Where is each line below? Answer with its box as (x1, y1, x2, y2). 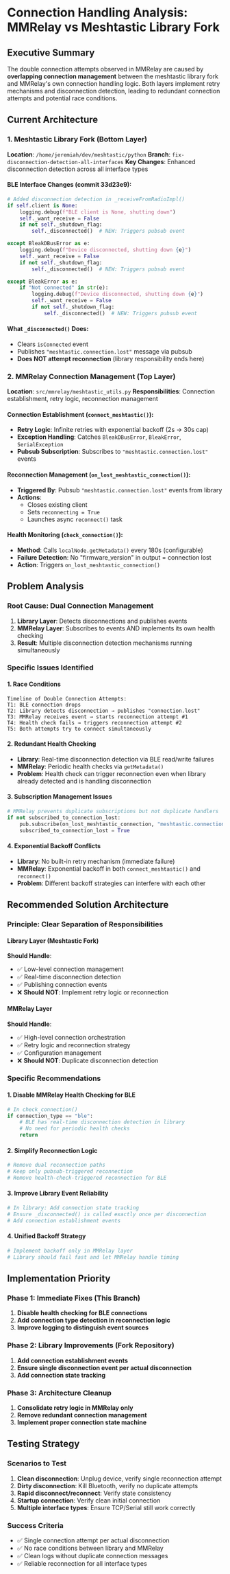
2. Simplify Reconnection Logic (7, 1146, 98, 1154)
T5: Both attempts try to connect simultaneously (7, 725, 152, 732)
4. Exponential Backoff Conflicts (7, 842, 101, 850)
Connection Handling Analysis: (7, 5, 188, 21)
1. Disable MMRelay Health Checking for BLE (7, 1091, 136, 1099)
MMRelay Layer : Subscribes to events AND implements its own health (16, 624, 216, 632)
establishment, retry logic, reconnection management (7, 395, 159, 403)
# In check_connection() (7, 1106, 78, 1113)
